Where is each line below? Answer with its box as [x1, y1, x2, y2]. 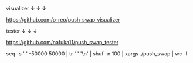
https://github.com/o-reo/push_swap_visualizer [6, 16, 120, 23]
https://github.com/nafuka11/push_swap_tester [6, 39, 119, 45]
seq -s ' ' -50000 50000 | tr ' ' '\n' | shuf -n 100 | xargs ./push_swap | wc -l [6, 50, 188, 57]
